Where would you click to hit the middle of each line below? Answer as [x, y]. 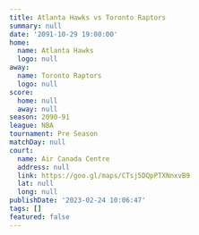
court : [22, 150]
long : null [38, 192]
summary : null [36, 26]
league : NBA [31, 126]
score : [22, 92]
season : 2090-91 [39, 117]
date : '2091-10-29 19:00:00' [64, 34]
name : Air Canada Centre [64, 159]
